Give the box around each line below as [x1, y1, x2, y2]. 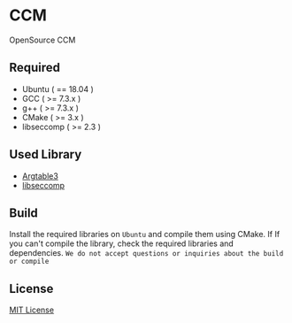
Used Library [9, 147, 82, 162]
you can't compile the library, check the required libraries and [9, 238, 234, 249]
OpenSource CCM [9, 35, 76, 45]
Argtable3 [21, 170, 59, 181]
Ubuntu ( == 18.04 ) [21, 83, 95, 94]
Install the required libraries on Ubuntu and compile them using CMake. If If [9, 229, 280, 240]
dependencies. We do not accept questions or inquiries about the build [9, 248, 284, 258]
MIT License [9, 304, 55, 315]
